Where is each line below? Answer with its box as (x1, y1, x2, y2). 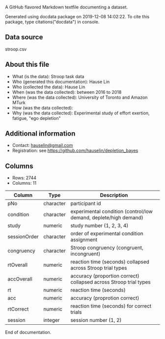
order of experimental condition (70, 230, 143, 237)
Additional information (5, 130, 76, 138)
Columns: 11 (12, 180, 37, 186)
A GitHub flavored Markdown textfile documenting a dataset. (5, 4, 128, 10)
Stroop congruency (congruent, (70, 244, 143, 251)
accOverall (7, 276, 33, 282)
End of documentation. (5, 329, 52, 336)
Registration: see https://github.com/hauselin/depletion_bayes (12, 147, 138, 154)
